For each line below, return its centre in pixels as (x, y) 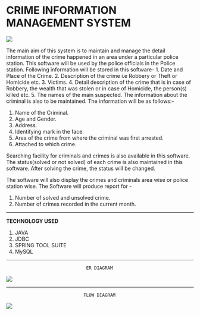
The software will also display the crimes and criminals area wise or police (97, 179)
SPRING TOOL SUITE (40, 245)
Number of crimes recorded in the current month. (75, 204)
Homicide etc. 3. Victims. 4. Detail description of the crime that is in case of (99, 82)
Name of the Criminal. (42, 112)
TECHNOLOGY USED (32, 221)
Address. (26, 125)
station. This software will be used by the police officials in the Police (91, 63)
